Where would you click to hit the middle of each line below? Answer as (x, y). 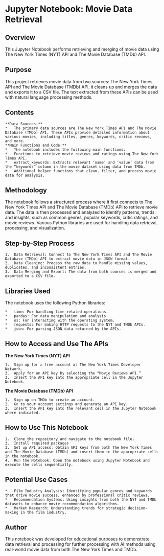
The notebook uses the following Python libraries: (55, 303)
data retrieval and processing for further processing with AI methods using (80, 544)
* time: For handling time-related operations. (57, 312)
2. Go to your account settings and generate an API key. (67, 404)
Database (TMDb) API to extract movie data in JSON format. (68, 259)
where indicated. (23, 413)
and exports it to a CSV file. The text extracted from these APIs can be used (82, 92)
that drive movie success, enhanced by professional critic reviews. (78, 495)
